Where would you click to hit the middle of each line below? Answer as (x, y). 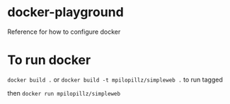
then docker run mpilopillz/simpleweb (64, 93)
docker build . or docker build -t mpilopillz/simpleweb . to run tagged (115, 79)
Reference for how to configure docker (64, 32)
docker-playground (65, 12)
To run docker (49, 60)
